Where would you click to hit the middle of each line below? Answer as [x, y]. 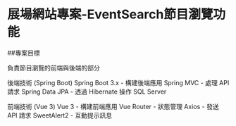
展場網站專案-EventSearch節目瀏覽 [110, 14]
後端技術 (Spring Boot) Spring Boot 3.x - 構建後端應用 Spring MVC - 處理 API [118, 82]
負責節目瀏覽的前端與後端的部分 [54, 68]
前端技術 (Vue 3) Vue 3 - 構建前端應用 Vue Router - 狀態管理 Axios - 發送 [113, 106]
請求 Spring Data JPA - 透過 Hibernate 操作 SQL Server [87, 92]
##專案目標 [24, 53]
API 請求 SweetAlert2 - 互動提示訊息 [60, 115]
